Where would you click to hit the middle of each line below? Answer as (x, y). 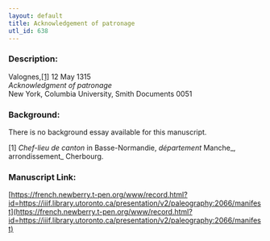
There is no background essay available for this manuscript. (108, 132)
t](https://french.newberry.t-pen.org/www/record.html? (101, 212)
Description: (33, 59)
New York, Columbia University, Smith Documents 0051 (100, 93)
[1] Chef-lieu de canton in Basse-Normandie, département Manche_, (122, 148)
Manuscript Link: (42, 177)
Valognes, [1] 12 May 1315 (50, 77)
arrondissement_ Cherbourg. (56, 156)
